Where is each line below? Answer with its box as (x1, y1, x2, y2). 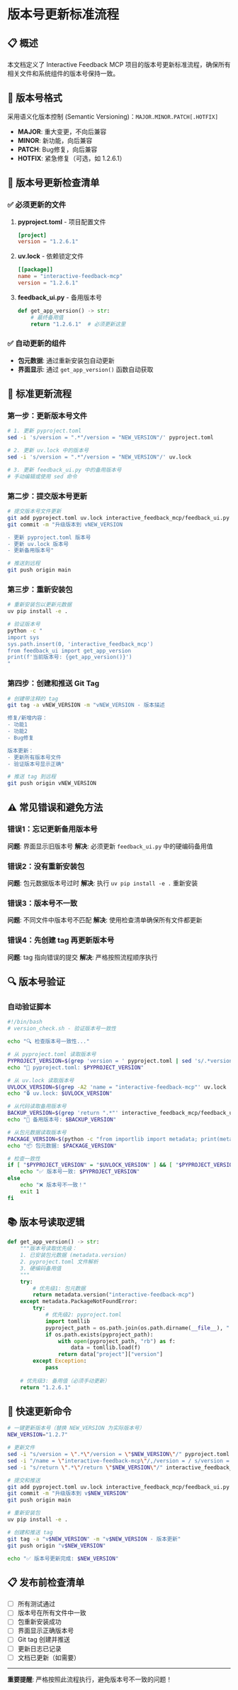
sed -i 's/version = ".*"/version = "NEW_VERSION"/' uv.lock (7, 454, 192, 461)
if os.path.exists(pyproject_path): (45, 1331, 154, 1338)
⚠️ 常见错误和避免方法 (7, 801, 103, 813)
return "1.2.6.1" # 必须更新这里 (30, 321, 126, 328)
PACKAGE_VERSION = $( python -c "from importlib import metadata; (7, 1135, 198, 1143)
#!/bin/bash (7, 1018, 42, 1026)
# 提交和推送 (7, 1477, 40, 1484)
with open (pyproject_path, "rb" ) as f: (57, 1337, 176, 1344)
